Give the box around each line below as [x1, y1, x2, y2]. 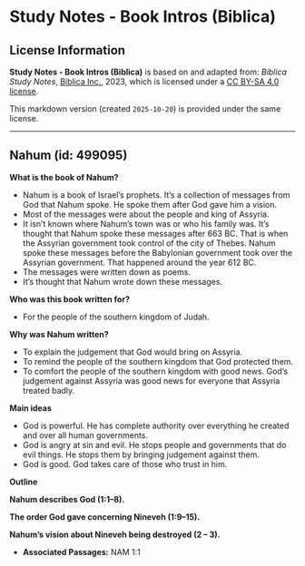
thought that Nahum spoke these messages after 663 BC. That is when [22, 228, 289, 239]
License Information [9, 43, 125, 58]
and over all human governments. [22, 429, 148, 441]
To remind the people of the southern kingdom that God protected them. [22, 356, 293, 366]
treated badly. [22, 385, 75, 395]
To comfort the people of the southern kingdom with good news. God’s [22, 366, 289, 376]
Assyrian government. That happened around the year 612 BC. [22, 257, 257, 268]
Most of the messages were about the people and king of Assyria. [22, 209, 270, 220]
